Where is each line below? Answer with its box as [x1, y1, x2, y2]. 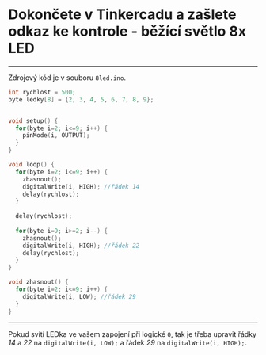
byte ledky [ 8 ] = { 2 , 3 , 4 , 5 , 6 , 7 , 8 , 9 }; [8, 95, 154, 104]
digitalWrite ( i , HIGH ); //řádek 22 [22, 242, 140, 250]
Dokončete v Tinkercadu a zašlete [8, 6, 237, 24]
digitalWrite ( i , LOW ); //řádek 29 [22, 292, 136, 300]
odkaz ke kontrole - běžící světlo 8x [8, 22, 247, 40]
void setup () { [8, 116, 59, 124]
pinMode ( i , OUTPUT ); [22, 132, 90, 139]
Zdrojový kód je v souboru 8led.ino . [8, 73, 127, 82]
